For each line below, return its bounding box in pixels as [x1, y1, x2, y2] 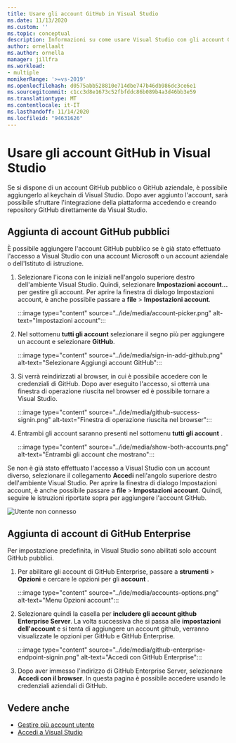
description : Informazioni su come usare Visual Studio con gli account [7, 37, 225, 44]
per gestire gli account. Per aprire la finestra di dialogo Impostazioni [17, 288, 214, 296]
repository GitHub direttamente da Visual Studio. [7, 205, 147, 214]
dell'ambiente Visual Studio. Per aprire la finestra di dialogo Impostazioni [7, 479, 218, 487]
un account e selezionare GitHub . [17, 338, 115, 346]
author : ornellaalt [7, 43, 65, 50]
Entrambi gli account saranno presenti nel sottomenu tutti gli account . [17, 429, 223, 438]
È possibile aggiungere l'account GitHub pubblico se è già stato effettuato [7, 244, 221, 253]
